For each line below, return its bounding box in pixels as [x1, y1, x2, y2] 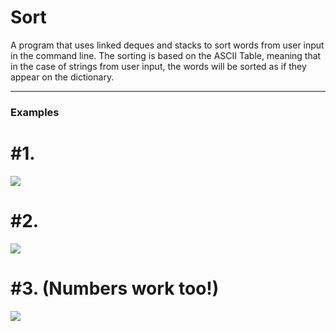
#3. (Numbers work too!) [10, 277, 220, 300]
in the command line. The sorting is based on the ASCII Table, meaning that [10, 49, 322, 61]
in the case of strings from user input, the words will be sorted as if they [10, 60, 307, 72]
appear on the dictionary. [10, 71, 115, 83]
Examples [10, 105, 60, 119]
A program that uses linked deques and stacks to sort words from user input [10, 39, 325, 51]
